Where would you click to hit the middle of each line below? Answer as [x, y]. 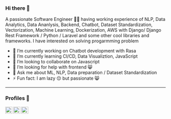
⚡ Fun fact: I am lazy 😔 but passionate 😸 [56, 78]
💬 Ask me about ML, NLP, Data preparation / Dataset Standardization [85, 73]
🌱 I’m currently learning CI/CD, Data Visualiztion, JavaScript [75, 56]
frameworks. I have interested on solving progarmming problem [72, 41]
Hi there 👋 [18, 8]
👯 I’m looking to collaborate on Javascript [56, 62]
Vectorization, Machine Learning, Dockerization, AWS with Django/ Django [83, 30]
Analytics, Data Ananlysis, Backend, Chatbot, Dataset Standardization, [79, 25]
